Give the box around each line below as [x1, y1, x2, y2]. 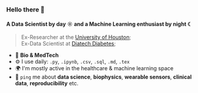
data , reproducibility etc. [14, 80, 78, 87]
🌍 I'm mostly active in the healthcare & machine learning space [14, 65, 174, 72]
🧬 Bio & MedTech [14, 52, 59, 59]
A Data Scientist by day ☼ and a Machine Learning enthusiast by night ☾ [6, 20, 193, 28]
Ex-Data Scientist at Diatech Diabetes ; [21, 40, 116, 47]
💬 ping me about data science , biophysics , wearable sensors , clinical [14, 73, 192, 80]
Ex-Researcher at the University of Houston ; [21, 34, 132, 41]
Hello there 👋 [6, 5, 45, 14]
